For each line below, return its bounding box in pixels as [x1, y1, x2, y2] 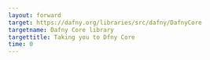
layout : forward [8, 11, 61, 19]
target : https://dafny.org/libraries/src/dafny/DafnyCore [8, 19, 202, 26]
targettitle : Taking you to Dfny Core [8, 33, 135, 41]
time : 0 [8, 41, 34, 48]
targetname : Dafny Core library [8, 26, 114, 34]
